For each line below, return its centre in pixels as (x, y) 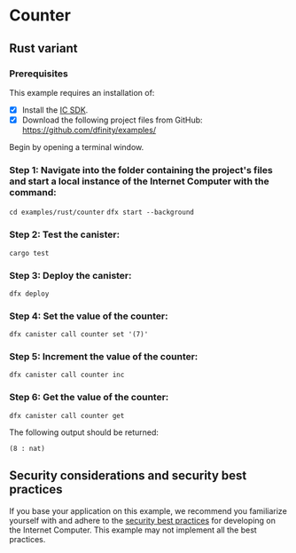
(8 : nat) (27, 448)
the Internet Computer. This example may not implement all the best (133, 530)
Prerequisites (39, 74)
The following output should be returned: (84, 432)
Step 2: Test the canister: (65, 234)
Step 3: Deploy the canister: (70, 275)
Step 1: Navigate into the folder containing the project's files (141, 170)
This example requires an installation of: (82, 92)
